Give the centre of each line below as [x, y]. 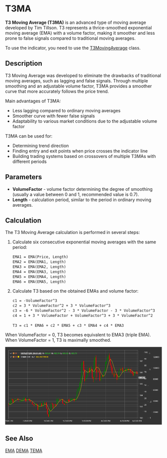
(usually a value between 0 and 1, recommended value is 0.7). [76, 194]
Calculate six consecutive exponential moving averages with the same [84, 242]
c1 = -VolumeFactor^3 [35, 301]
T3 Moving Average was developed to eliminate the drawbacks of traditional [83, 76]
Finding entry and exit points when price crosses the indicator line [80, 151]
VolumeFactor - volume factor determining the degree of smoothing [83, 189]
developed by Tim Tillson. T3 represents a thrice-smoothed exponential [79, 27]
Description [24, 63]
